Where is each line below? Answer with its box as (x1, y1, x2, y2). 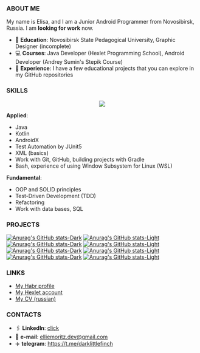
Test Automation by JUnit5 (15, 143, 82, 150)
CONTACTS (6, 310, 41, 319)
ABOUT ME (6, 4, 40, 13)
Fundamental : (6, 174, 43, 181)
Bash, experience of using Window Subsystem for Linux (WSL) (15, 162, 173, 170)
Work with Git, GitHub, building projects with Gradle (15, 156, 145, 163)
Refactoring (15, 199, 45, 206)
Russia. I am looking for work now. (6, 24, 94, 32)
